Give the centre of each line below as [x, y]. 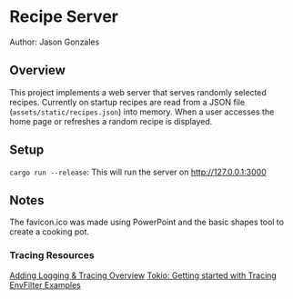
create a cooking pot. [49, 232]
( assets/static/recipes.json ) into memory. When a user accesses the [142, 112]
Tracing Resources [52, 255]
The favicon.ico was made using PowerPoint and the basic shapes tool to [147, 222]
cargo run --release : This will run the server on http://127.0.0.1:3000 [138, 172]
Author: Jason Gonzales [55, 42]
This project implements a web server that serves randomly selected [138, 92]
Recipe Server [64, 17]
